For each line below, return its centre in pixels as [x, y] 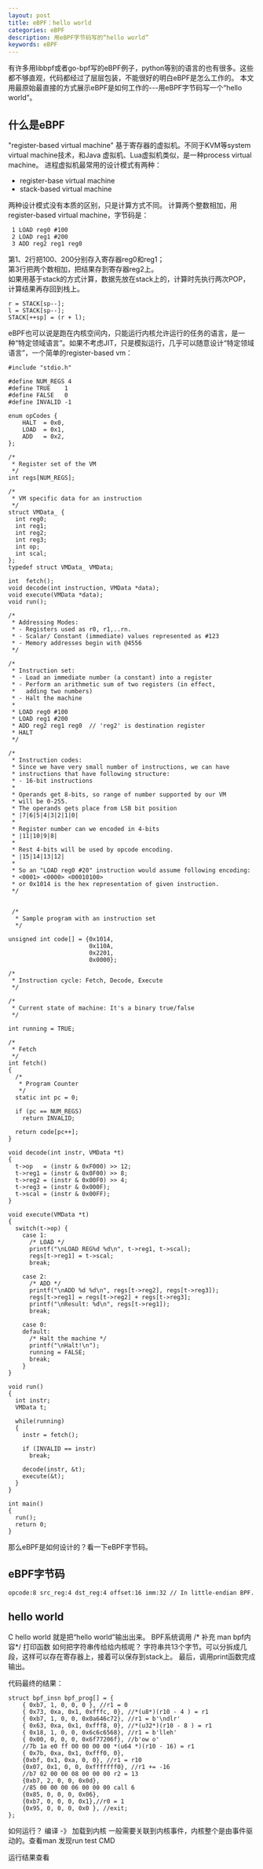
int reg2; [31, 533]
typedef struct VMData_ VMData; [61, 567]
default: [37, 1332]
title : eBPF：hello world [50, 23]
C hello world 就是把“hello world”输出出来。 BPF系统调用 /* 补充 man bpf [126, 1637]
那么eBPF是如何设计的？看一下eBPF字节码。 [80, 1546]
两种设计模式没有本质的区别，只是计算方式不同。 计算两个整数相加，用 [122, 205]
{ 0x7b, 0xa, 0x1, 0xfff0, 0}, [73, 1753]
